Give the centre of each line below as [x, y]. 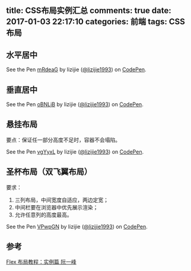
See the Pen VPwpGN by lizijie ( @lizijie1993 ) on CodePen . [77, 227]
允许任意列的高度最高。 [43, 215]
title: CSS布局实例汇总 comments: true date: [89, 11]
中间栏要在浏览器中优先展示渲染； [56, 207]
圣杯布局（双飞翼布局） [49, 172]
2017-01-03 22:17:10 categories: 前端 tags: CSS [95, 22]
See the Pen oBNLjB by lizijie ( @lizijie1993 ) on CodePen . [75, 104]
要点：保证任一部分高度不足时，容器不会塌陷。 [63, 140]
